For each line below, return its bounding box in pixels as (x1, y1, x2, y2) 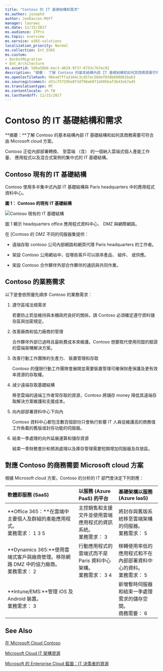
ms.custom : (5, 52, 27, 57)
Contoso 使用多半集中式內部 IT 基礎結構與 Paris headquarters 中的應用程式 (5, 184, 155, 190)
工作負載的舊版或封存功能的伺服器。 (12, 425, 85, 431)
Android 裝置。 (7, 595, 42, 602)
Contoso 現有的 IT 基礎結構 (5, 170, 87, 179)
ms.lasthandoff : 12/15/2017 (5, 93, 62, 98)
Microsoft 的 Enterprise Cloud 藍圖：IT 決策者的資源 (5, 661, 109, 667)
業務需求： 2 (7, 568, 36, 575)
